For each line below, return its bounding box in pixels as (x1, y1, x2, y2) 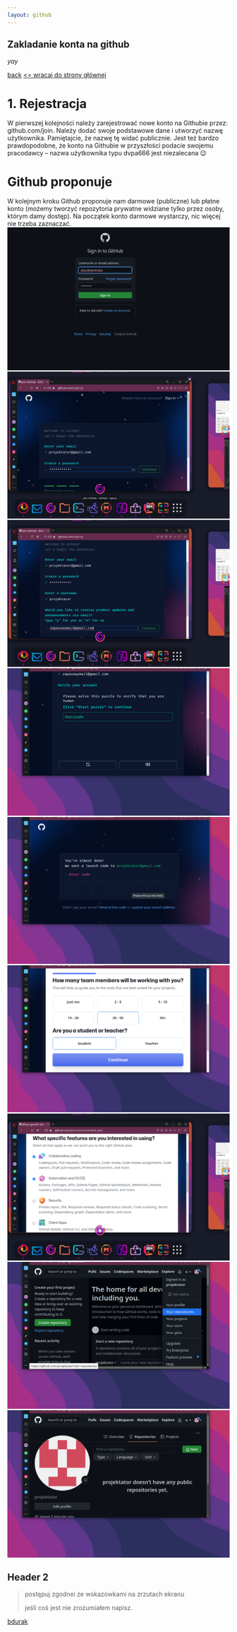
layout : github (7, 11, 52, 18)
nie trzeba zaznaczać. (7, 220, 72, 228)
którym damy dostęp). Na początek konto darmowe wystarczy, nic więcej (7, 212, 221, 220)
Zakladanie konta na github (7, 39, 130, 51)
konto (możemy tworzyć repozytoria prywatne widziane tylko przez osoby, (7, 205, 224, 213)
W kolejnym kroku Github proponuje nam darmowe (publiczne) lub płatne (7, 197, 220, 206)
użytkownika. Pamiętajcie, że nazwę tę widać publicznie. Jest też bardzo (7, 134, 219, 143)
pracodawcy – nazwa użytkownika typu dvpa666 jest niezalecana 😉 (7, 149, 207, 157)
